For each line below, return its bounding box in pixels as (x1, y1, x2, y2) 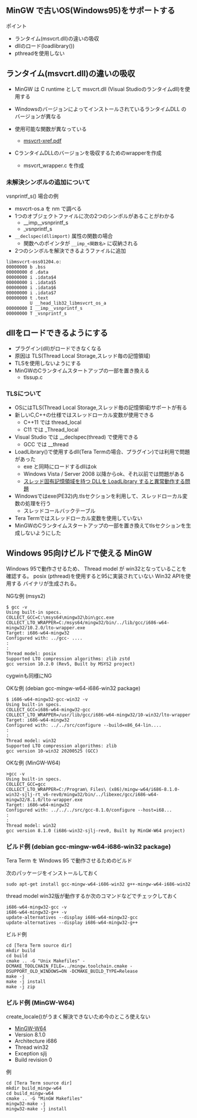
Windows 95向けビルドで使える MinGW (6, 548, 152, 558)
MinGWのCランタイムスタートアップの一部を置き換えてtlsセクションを (14, 522, 186, 529)
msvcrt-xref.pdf (23, 137, 62, 144)
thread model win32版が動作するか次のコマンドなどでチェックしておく (6, 893, 178, 900)
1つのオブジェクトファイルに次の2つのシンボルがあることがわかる (14, 212, 175, 220)
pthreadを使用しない (14, 50, 65, 57)
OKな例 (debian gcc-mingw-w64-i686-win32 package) (6, 684, 141, 692)
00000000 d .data (6, 269, 49, 275)
